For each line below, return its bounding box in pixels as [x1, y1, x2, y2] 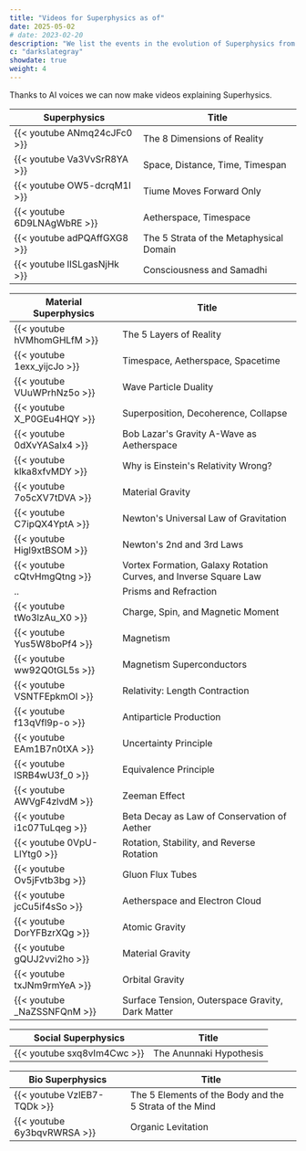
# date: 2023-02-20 [9, 30, 84, 39]
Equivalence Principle [122, 763, 216, 776]
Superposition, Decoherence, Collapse [122, 407, 288, 419]
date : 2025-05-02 [9, 22, 76, 31]
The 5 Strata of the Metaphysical [142, 231, 284, 244]
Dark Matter [122, 1005, 174, 1018]
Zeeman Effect [122, 789, 185, 802]
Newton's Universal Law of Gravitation [122, 512, 287, 524]
